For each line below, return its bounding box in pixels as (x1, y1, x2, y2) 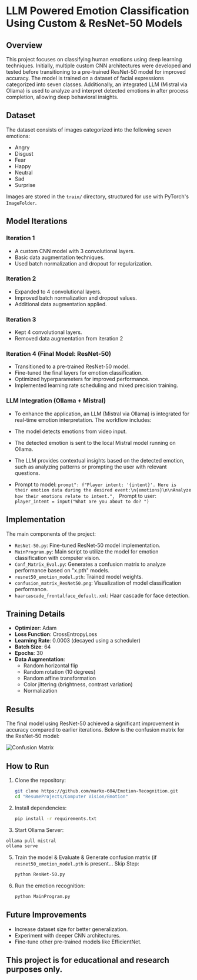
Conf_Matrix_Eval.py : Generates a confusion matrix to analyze (14, 561, 166, 568)
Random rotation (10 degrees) (23, 668, 96, 676)
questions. (14, 469, 41, 476)
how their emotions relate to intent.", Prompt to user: (14, 492, 157, 499)
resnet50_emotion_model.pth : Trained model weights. (14, 573, 143, 580)
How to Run (6, 761, 49, 771)
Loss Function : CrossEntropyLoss (14, 631, 98, 638)
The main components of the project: (6, 530, 96, 537)
